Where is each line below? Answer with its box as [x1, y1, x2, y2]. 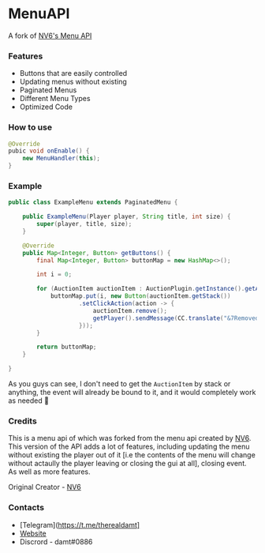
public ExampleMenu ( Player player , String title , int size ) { [22, 213, 231, 221]
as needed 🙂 [8, 396, 50, 405]
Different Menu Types [19, 94, 91, 103]
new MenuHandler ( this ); [22, 155, 101, 163]
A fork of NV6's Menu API [8, 31, 92, 40]
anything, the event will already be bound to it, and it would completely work [8, 388, 256, 397]
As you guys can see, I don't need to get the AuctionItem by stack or [8, 379, 231, 389]
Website [19, 529, 47, 538]
